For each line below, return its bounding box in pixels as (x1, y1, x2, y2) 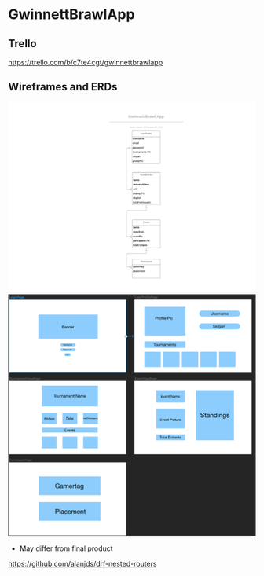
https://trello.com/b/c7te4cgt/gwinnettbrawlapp (8, 57, 163, 67)
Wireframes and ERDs (8, 80, 118, 94)
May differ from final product (19, 544, 113, 553)
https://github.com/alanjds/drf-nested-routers (8, 559, 157, 568)
